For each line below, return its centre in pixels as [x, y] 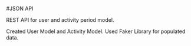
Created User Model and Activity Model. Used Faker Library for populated [96, 31]
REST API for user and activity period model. [60, 20]
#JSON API [20, 9]
